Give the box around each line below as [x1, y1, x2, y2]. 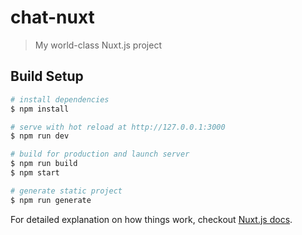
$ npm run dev [10, 131, 70, 141]
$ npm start [10, 168, 60, 178]
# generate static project [10, 186, 123, 196]
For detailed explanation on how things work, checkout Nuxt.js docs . [10, 213, 293, 225]
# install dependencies [10, 94, 110, 105]
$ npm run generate [10, 195, 92, 205]
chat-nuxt [10, 6, 95, 29]
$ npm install [10, 104, 70, 114]
